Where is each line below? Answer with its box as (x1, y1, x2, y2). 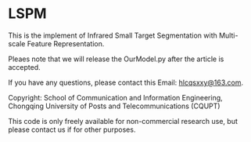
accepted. (8, 62, 41, 71)
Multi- (218, 31, 238, 40)
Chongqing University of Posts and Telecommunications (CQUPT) (8, 101, 221, 111)
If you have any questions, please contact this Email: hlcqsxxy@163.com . (8, 78, 244, 87)
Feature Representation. (27, 38, 105, 48)
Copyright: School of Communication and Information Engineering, (8, 93, 223, 102)
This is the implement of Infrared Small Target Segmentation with (8, 31, 217, 40)
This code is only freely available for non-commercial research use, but (8, 116, 238, 126)
